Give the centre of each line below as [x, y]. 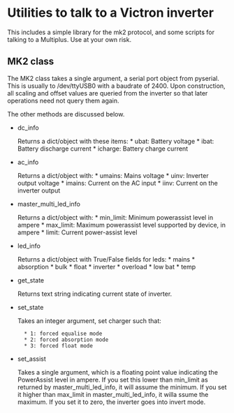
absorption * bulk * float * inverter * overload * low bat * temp [107, 266]
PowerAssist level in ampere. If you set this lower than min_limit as [112, 380]
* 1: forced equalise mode [63, 333]
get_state [31, 280]
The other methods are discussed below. [66, 114]
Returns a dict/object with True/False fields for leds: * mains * [106, 259]
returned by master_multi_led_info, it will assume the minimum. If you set [122, 387]
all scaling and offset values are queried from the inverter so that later [108, 93]
